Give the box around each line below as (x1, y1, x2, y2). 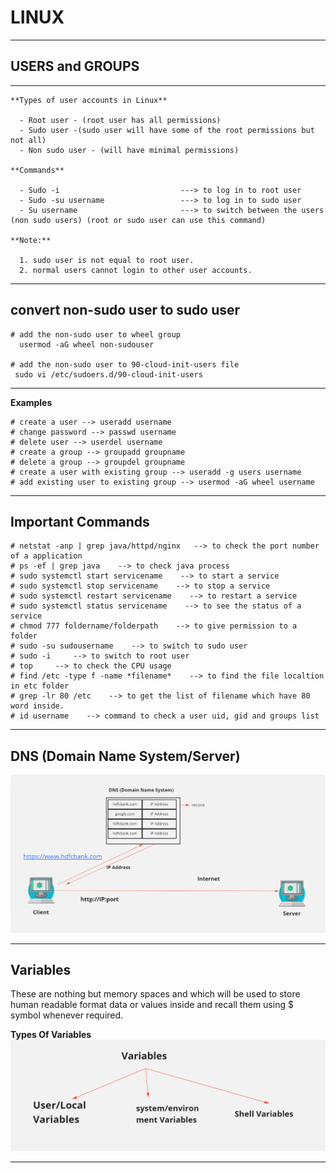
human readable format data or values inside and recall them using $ (10, 999, 294, 1011)
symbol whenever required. (10, 1009, 124, 1021)
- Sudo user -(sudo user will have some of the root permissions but (19, 125, 315, 135)
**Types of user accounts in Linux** (10, 95, 168, 105)
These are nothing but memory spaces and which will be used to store (10, 988, 301, 1000)
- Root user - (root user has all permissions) (19, 115, 222, 125)
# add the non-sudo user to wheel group (10, 329, 182, 340)
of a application (10, 551, 83, 561)
